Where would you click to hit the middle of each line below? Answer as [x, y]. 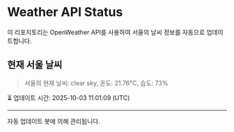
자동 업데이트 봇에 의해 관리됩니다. [54, 121]
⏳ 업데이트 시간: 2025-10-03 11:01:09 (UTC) [69, 97]
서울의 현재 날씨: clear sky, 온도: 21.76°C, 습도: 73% [96, 83]
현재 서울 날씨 [35, 65]
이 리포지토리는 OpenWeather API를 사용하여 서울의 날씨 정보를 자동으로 [106, 32]
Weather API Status [65, 12]
